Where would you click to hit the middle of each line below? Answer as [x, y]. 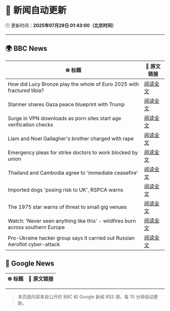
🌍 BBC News [26, 49]
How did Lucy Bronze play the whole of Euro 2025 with [73, 84]
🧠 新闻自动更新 [36, 10]
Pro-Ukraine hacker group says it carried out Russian [71, 238]
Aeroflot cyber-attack [34, 244]
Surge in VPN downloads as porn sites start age [65, 118]
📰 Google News [30, 264]
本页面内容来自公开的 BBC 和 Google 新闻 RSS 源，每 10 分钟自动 [86, 296]
